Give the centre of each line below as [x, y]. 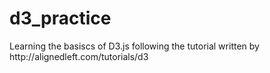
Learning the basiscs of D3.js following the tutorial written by [134, 46]
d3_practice [60, 18]
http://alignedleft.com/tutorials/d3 [79, 56]
